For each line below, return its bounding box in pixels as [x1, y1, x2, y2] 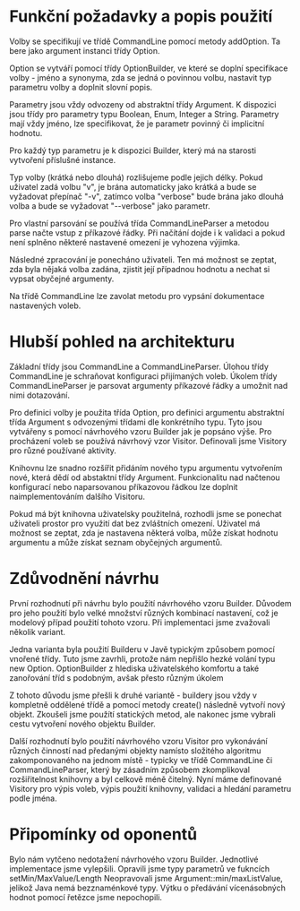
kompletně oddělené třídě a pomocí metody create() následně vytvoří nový [9, 699, 286, 709]
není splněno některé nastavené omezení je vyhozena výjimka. [9, 236, 241, 247]
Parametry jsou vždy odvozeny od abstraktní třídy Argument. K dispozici [9, 99, 277, 109]
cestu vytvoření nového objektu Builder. [9, 718, 157, 729]
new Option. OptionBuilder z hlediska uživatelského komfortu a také [9, 663, 260, 674]
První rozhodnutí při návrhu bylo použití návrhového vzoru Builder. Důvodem [9, 597, 292, 608]
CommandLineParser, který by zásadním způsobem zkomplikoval [9, 764, 251, 775]
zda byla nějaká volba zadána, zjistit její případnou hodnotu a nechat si [9, 263, 270, 274]
